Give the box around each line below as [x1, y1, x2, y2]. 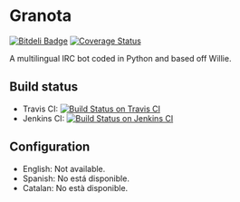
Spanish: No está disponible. [22, 173, 130, 184]
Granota [9, 5, 72, 26]
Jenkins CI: [22, 112, 65, 123]
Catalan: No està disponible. [22, 182, 129, 193]
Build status [9, 79, 79, 95]
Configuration [9, 139, 91, 155]
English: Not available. [22, 163, 106, 174]
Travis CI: [22, 103, 59, 114]
